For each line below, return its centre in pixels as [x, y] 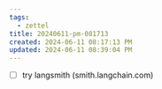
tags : [19, 17]
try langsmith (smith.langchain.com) [88, 75]
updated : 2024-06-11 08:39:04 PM [71, 50]
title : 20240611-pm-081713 [59, 33]
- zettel [33, 26]
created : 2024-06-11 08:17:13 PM [71, 42]
